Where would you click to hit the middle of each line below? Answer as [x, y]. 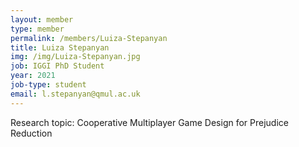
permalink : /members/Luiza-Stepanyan [89, 38]
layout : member [42, 19]
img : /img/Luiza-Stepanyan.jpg [75, 57]
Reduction [31, 133]
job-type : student [48, 85]
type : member [37, 29]
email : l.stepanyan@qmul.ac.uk [75, 94]
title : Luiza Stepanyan [60, 47]
